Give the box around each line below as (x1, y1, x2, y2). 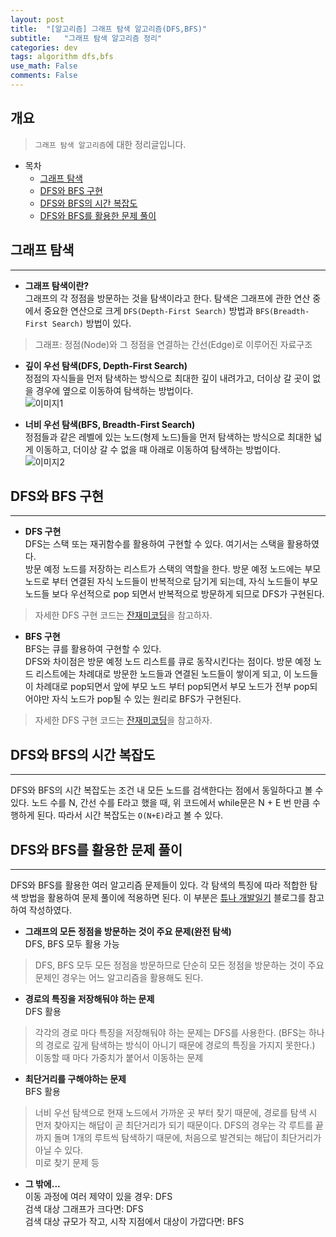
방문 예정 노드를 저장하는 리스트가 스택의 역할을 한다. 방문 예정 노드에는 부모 (24, 563, 322, 575)
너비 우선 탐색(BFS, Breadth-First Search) (24, 418, 196, 430)
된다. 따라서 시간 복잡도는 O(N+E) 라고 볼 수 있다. (36, 809, 224, 821)
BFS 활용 (24, 1085, 61, 1097)
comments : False (10, 71, 78, 81)
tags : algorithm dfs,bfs (10, 52, 114, 62)
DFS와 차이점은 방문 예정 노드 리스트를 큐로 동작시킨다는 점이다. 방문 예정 (24, 656, 312, 668)
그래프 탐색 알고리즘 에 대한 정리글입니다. (34, 138, 187, 150)
